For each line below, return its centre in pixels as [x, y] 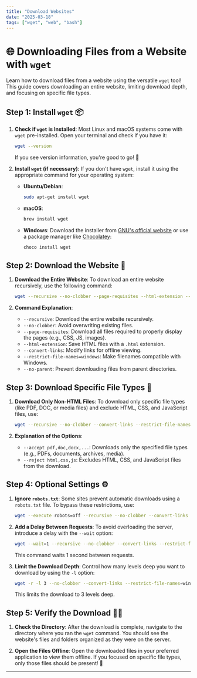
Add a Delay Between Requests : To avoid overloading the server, [94, 527]
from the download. [47, 466]
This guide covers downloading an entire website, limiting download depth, [97, 87]
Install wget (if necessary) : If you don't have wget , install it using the [96, 169]
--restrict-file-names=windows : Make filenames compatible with [102, 357]
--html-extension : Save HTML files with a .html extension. [94, 344]
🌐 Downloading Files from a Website [96, 51]
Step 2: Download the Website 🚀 [66, 265]
